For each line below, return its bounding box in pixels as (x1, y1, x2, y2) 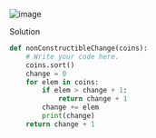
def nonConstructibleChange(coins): (9, 44, 148, 53)
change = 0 (25, 69, 67, 78)
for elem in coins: (25, 77, 100, 86)
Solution (9, 26, 41, 36)
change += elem (42, 103, 100, 113)
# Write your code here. (25, 52, 120, 61)
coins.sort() (25, 60, 75, 70)
